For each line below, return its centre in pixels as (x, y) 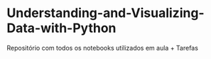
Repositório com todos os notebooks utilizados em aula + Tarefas (102, 48)
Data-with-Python (61, 28)
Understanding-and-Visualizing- (105, 13)
